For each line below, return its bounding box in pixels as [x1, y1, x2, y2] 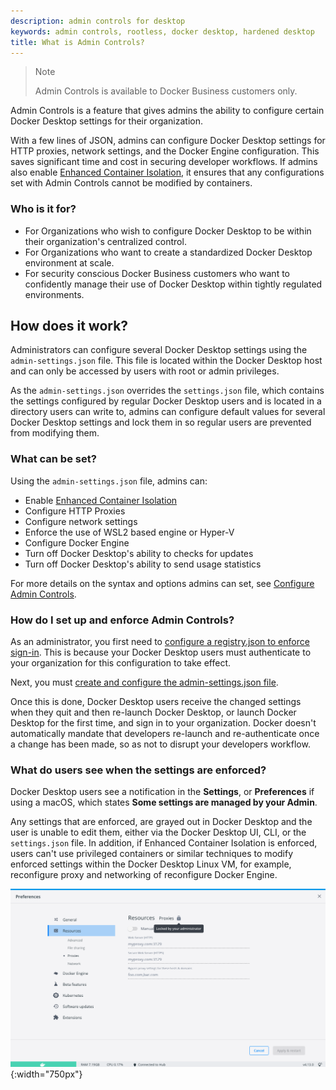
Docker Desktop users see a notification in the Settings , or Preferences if [10, 786, 315, 798]
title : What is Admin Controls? [10, 37, 145, 47]
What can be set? [10, 452, 97, 466]
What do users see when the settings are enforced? [10, 763, 267, 777]
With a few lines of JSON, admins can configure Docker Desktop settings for [10, 135, 326, 147]
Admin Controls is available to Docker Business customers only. [34, 85, 298, 97]
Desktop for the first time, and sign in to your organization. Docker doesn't [10, 717, 317, 729]
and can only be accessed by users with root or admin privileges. [10, 365, 280, 377]
